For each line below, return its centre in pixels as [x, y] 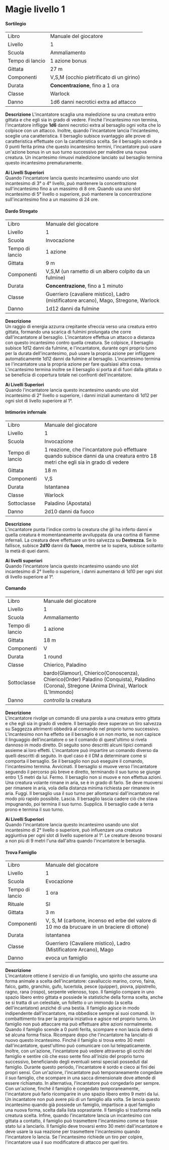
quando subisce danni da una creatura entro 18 [101, 456]
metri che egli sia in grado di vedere [87, 462]
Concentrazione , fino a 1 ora [85, 85]
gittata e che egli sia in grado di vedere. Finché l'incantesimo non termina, [82, 120]
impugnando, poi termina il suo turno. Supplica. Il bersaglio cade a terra [79, 804]
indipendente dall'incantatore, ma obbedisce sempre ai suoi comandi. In [80, 1013]
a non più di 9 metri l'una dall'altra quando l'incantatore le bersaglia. [76, 841]
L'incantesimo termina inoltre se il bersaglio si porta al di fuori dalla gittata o [83, 369]
